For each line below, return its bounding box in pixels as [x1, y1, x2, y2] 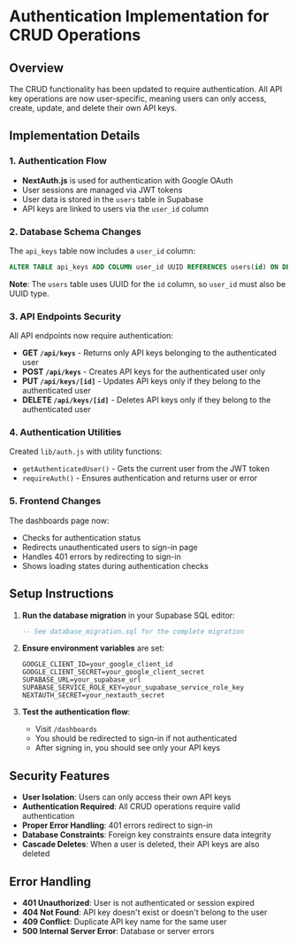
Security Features [9, 768, 110, 783]
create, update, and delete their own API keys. [9, 103, 178, 113]
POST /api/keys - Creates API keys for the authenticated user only [21, 366, 266, 378]
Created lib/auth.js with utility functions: [9, 446, 163, 457]
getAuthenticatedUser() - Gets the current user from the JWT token [21, 464, 270, 474]
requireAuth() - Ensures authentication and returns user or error [21, 472, 258, 484]
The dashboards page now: [9, 515, 110, 526]
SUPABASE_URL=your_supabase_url [21, 675, 141, 684]
